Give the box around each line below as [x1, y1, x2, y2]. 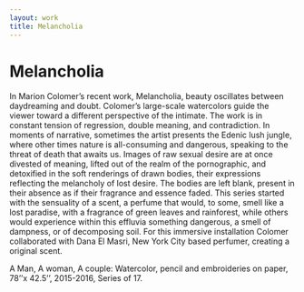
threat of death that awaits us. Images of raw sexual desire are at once [9, 149, 274, 160]
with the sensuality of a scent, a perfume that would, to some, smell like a [9, 197, 284, 208]
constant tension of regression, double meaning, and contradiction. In [9, 120, 270, 131]
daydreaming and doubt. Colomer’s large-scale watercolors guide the [9, 101, 270, 112]
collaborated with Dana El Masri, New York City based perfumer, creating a [9, 236, 290, 247]
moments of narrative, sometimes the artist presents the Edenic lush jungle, [9, 129, 292, 141]
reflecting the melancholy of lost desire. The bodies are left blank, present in [9, 178, 295, 189]
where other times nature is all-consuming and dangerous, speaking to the [9, 139, 289, 150]
